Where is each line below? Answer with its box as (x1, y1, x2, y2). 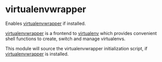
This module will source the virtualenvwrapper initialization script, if (5, 45, 148, 51)
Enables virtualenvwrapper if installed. (5, 20, 86, 26)
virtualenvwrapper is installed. (5, 51, 69, 57)
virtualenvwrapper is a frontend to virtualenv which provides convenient (5, 30, 157, 36)
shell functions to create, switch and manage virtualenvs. (5, 36, 126, 42)
